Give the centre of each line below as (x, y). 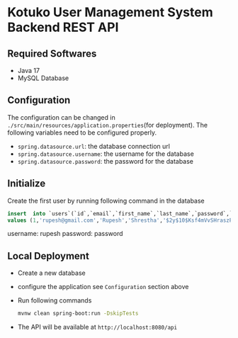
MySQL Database (43, 78)
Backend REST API (63, 27)
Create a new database (52, 273)
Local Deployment (49, 256)
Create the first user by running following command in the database (106, 201)
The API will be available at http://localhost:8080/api (97, 327)
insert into (27, 213)
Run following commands (55, 300)
